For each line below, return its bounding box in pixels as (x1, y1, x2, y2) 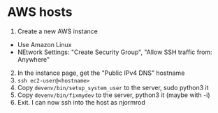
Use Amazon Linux (17, 40, 72, 49)
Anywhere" (17, 55, 50, 63)
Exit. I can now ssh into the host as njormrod (17, 98, 145, 106)
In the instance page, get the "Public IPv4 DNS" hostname (17, 69, 185, 77)
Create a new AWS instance (17, 27, 98, 35)
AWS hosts (7, 4, 73, 20)
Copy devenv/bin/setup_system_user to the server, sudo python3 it (17, 83, 209, 92)
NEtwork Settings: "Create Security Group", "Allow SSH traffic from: (17, 48, 212, 56)
